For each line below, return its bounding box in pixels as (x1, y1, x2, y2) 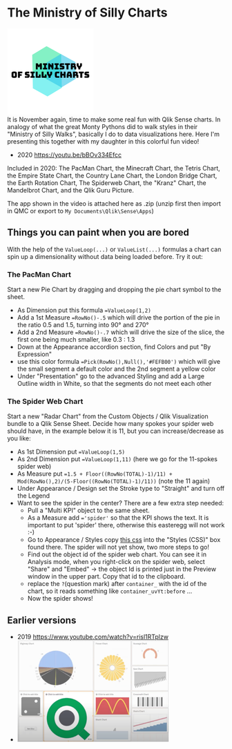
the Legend (17, 492, 50, 500)
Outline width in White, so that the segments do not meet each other (17, 380, 212, 388)
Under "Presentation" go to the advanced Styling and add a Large (17, 372, 205, 380)
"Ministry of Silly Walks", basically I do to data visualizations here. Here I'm (7, 130, 220, 138)
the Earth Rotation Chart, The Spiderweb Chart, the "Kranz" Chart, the (7, 178, 206, 187)
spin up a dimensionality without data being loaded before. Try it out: (7, 252, 204, 260)
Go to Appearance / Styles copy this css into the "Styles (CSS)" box (27, 536, 221, 544)
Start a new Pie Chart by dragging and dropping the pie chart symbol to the (7, 285, 222, 294)
